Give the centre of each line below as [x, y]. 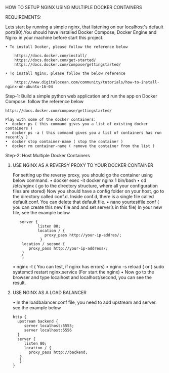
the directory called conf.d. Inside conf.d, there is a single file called [83, 196]
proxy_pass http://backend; [58, 352]
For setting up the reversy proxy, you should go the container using [82, 175]
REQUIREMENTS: [23, 17]
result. [19, 283]
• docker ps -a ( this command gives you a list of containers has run [83, 133]
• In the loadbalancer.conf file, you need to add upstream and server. [85, 302]
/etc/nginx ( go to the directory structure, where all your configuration [85, 186]
